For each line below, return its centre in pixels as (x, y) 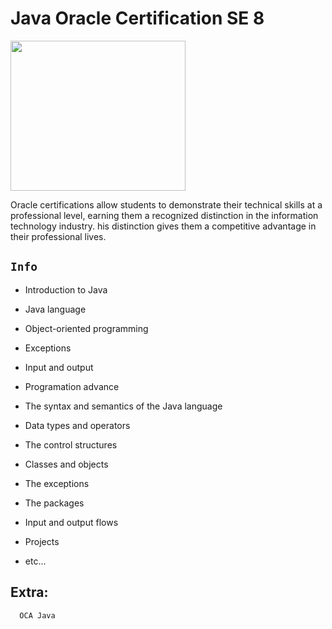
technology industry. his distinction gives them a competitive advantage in (163, 226)
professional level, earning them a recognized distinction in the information (164, 215)
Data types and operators (77, 425)
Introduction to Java (66, 289)
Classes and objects (66, 464)
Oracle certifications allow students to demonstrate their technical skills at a (166, 204)
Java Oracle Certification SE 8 (137, 18)
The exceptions (57, 483)
